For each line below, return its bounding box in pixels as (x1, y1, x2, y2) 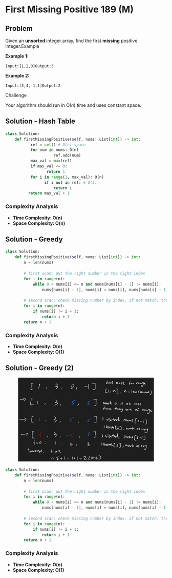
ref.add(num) (53, 153, 81, 158)
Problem (5, 24, 33, 33)
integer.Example (5, 43, 39, 49)
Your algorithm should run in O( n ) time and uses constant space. (5, 102, 142, 108)
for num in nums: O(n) (30, 147, 79, 152)
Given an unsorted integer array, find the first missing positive (5, 37, 138, 44)
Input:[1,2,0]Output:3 (5, 64, 54, 69)
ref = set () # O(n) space (30, 142, 86, 147)
